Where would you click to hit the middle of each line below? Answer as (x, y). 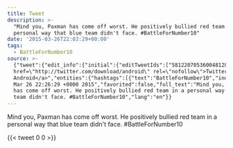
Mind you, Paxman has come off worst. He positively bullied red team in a (112, 117)
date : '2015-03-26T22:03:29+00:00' (59, 39)
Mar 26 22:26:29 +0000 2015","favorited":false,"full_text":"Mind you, (119, 84)
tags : (15, 46)
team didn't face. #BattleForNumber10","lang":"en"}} (93, 98)
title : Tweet (26, 13)
